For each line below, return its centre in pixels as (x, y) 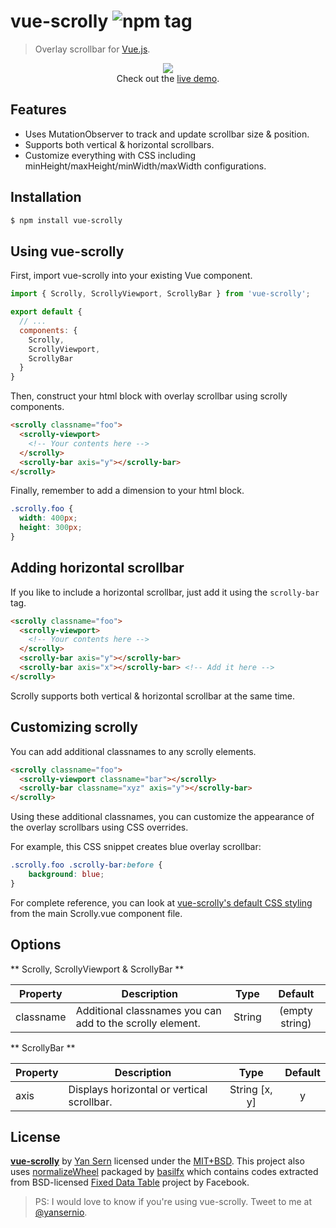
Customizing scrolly (74, 727)
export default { (46, 312)
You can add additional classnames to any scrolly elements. (133, 751)
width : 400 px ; (48, 518)
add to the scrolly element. (138, 1023)
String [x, (251, 1089)
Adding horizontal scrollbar (97, 568)
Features (38, 110)
